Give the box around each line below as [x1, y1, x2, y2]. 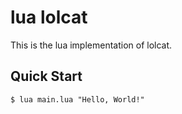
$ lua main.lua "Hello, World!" [10, 94, 145, 105]
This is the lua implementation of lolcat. [10, 39, 173, 51]
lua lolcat [10, 6, 88, 29]
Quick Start [10, 68, 83, 85]
